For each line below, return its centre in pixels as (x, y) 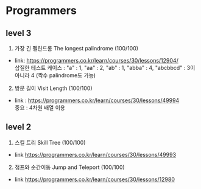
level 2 (19, 127)
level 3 (19, 33)
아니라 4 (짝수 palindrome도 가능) (55, 75)
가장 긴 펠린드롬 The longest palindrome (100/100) (76, 48)
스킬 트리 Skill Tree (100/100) (50, 142)
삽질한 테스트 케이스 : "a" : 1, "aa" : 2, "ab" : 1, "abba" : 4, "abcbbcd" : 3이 (105, 68)
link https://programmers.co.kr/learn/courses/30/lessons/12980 (94, 179)
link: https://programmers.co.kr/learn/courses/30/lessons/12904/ (97, 60)
